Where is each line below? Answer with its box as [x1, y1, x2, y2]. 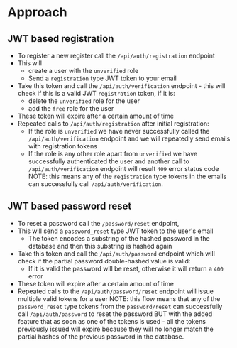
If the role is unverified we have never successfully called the [28, 127, 210, 135]
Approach [7, 4, 67, 21]
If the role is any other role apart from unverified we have [28, 150, 198, 158]
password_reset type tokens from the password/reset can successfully [17, 302, 223, 310]
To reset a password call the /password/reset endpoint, [17, 219, 180, 227]
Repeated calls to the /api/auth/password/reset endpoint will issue [17, 287, 214, 295]
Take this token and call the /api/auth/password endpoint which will [17, 249, 215, 258]
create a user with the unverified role [28, 67, 139, 75]
